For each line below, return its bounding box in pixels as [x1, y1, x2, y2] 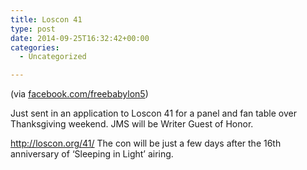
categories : [10, 42, 60, 53]
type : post [10, 24, 56, 34]
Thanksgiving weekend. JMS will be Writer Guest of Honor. [10, 118, 254, 130]
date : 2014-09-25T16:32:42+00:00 [10, 33, 150, 43]
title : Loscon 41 [10, 14, 83, 25]
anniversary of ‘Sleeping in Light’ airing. [10, 148, 174, 160]
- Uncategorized [19, 52, 87, 62]
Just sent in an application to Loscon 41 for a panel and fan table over [10, 107, 297, 120]
